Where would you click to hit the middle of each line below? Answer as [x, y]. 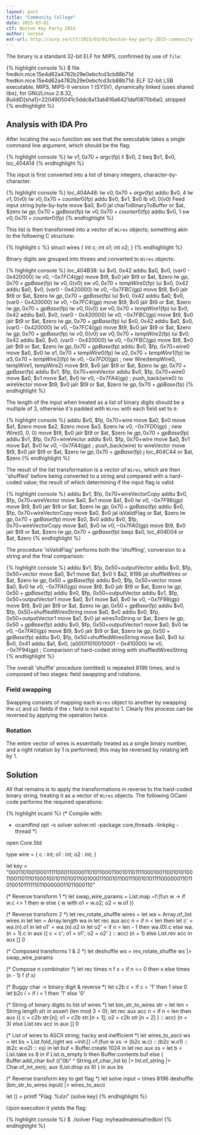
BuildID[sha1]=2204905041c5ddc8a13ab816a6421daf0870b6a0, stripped [96, 99]
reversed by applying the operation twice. [57, 715]
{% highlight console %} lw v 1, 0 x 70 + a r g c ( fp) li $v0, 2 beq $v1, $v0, [91, 157]
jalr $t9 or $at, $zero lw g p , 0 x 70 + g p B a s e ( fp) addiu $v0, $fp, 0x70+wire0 [98, 346]
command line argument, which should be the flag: [68, 145]
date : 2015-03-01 [28, 23]
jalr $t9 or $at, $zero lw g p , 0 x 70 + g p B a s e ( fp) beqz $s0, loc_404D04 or [95, 531]
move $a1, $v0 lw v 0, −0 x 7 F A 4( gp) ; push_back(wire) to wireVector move [96, 445]
